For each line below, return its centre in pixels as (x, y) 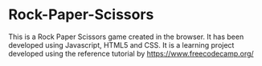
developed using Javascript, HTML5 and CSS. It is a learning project (121, 45)
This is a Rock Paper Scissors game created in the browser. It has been (126, 37)
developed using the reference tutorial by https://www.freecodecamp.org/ (131, 53)
